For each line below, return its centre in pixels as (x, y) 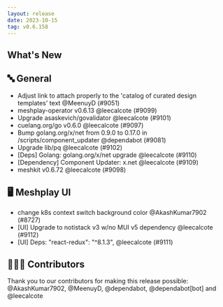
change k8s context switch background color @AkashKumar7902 (112, 213)
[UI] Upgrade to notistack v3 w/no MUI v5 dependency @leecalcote (115, 227)
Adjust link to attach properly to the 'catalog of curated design (107, 96)
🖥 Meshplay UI (39, 192)
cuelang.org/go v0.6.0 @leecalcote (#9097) (80, 125)
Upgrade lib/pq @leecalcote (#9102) (70, 147)
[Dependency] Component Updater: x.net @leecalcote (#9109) (108, 162)
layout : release (31, 14)
